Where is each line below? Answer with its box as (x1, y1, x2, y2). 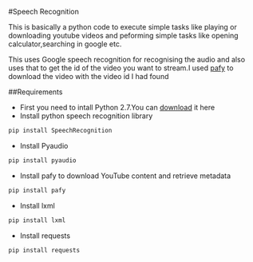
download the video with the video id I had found (8, 72, 169, 81)
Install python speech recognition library (19, 111, 153, 121)
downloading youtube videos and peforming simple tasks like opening (8, 31, 239, 40)
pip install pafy (8, 186, 66, 194)
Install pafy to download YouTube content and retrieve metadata (19, 171, 231, 181)
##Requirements (8, 87, 63, 97)
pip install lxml (8, 216, 66, 224)
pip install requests (8, 246, 81, 254)
